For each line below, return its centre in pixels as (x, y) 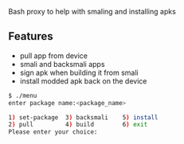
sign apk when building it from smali (79, 72)
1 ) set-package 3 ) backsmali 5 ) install (83, 117)
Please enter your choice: (53, 132)
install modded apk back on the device (83, 81)
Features (31, 36)
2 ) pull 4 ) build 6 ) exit (78, 125)
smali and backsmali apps (62, 64)
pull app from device (54, 56)
